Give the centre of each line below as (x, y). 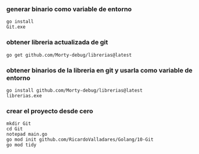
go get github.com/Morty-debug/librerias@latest (69, 55)
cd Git (15, 129)
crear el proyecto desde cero (50, 111)
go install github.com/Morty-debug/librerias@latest (75, 90)
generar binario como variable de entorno (69, 9)
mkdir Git (19, 124)
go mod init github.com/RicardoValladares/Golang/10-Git (80, 140)
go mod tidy (21, 145)
